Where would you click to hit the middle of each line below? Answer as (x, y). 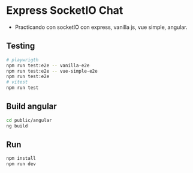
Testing (21, 46)
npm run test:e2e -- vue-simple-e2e (52, 71)
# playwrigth (22, 60)
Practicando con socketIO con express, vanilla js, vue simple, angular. (101, 27)
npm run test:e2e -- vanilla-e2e (48, 65)
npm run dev (21, 164)
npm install (21, 159)
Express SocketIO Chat (65, 11)
